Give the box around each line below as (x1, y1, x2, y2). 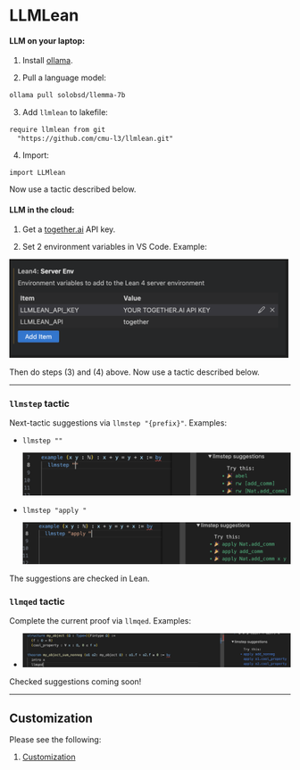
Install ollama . (21, 55, 73, 66)
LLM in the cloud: (9, 204, 75, 215)
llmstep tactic (9, 397, 70, 410)
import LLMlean (9, 169, 66, 178)
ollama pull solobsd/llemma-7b (9, 91, 126, 100)
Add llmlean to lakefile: (21, 107, 109, 118)
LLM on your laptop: (9, 35, 86, 46)
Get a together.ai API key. (21, 224, 116, 235)
